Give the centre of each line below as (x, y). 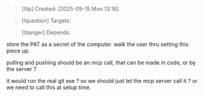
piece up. (18, 51)
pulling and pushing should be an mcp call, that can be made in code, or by (101, 63)
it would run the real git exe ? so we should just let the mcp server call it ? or (102, 81)
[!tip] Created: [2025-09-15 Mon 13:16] (70, 9)
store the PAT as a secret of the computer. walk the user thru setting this (98, 44)
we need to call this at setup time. (49, 87)
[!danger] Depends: (46, 32)
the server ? (21, 69)
